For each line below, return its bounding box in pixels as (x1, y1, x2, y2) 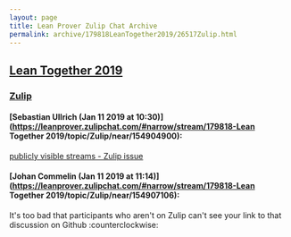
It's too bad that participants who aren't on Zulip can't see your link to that (9, 210, 282, 221)
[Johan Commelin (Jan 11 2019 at (9, 171, 134, 182)
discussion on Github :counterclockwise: (9, 220, 159, 231)
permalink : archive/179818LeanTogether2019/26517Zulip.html (9, 30, 238, 38)
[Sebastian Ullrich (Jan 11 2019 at (9, 112, 135, 123)
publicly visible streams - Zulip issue (9, 150, 144, 161)
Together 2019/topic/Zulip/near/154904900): (9, 131, 183, 141)
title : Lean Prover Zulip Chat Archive (9, 21, 158, 30)
